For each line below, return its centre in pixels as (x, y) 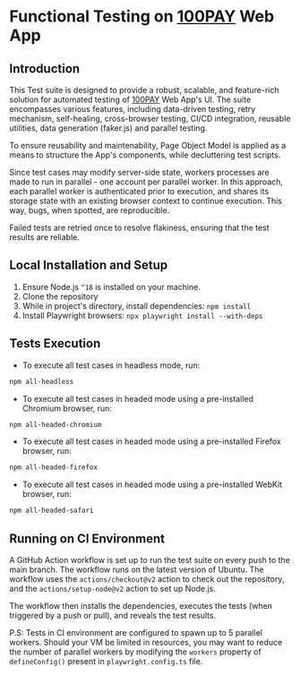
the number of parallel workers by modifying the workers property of (135, 652)
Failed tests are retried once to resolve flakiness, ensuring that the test (140, 227)
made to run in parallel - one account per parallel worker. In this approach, (146, 182)
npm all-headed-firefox (54, 467)
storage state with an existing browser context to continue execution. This (146, 201)
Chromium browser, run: (67, 408)
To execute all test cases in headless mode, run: (111, 365)
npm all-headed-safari (51, 511)
